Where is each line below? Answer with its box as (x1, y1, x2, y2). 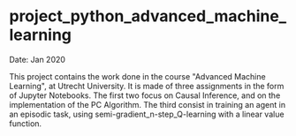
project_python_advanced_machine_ (9, 6, 287, 26)
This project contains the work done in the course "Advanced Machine (9, 71, 267, 81)
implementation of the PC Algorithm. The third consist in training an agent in (9, 99, 285, 110)
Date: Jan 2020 (9, 54, 66, 64)
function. (9, 117, 42, 129)
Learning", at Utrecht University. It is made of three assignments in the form (9, 80, 285, 91)
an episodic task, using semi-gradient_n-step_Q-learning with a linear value (9, 109, 285, 119)
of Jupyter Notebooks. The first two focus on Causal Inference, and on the (9, 90, 281, 101)
